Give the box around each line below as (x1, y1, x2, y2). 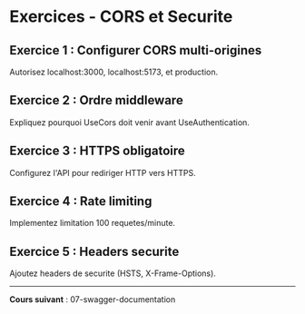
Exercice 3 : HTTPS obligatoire (9, 143, 186, 159)
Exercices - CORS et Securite (9, 6, 233, 27)
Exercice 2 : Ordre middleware (9, 93, 183, 108)
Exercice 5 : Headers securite (9, 243, 180, 260)
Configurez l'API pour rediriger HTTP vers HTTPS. (9, 167, 197, 178)
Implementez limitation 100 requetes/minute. (9, 218, 175, 229)
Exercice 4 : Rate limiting (9, 193, 152, 210)
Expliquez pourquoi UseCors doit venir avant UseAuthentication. (9, 116, 250, 128)
